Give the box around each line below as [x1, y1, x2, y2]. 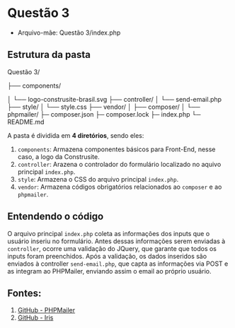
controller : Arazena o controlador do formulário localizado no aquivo [17, 160, 222, 168]
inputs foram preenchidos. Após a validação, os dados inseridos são [7, 252, 207, 260]
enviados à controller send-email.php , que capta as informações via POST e [7, 259, 229, 268]
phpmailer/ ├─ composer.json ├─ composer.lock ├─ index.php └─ [7, 110, 201, 118]
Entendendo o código [7, 211, 104, 223]
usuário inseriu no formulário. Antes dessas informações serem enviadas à [7, 237, 226, 245]
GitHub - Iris [17, 313, 54, 322]
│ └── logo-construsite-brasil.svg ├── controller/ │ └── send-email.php [7, 95, 222, 103]
